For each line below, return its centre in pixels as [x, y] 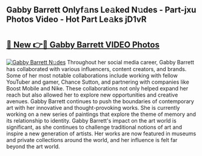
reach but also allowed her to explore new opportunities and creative [92, 95]
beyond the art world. [33, 146]
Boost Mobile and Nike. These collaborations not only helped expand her [97, 88]
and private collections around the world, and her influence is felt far [92, 140]
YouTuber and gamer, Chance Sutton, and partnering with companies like [98, 82]
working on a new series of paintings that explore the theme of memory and [101, 114]
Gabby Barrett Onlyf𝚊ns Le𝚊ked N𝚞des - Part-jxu [101, 10]
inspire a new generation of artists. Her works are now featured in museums [101, 134]
